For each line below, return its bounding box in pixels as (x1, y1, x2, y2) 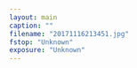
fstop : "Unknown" (9, 37, 74, 47)
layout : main (9, 12, 58, 22)
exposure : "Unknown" (9, 46, 86, 55)
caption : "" (9, 21, 53, 30)
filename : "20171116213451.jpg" (9, 29, 129, 38)
